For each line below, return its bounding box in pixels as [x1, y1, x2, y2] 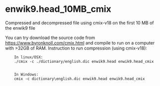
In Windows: [14, 72, 39, 77]
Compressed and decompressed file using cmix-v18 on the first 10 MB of [5, 20, 154, 26]
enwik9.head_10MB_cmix [5, 3, 111, 15]
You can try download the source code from [5, 35, 95, 41]
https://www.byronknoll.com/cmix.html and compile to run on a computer [5, 40, 155, 45]
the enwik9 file [5, 25, 36, 31]
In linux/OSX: [14, 54, 43, 60]
